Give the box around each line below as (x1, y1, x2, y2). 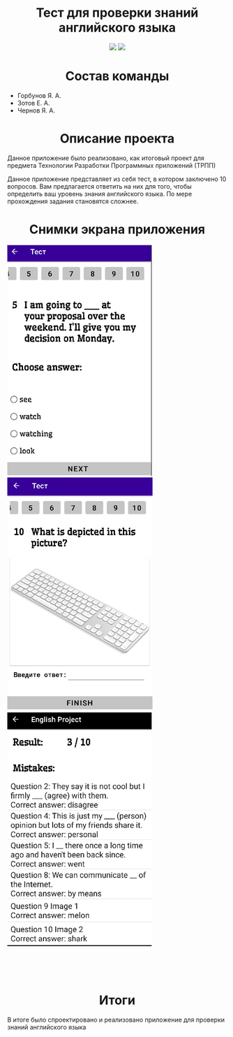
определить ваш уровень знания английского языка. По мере (7, 189, 193, 198)
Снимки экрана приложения (29, 222, 206, 237)
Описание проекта (59, 131, 175, 147)
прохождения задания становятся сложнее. (7, 197, 139, 205)
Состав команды (65, 68, 170, 85)
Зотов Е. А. (17, 99, 50, 107)
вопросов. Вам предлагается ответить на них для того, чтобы (7, 182, 192, 190)
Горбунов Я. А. (17, 91, 61, 99)
